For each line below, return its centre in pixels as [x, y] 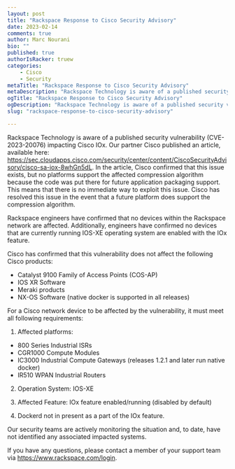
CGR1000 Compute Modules [58, 352]
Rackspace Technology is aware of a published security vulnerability [106, 137]
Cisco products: [30, 261]
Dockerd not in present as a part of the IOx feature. [91, 415]
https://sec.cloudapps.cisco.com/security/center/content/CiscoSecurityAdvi [117, 160]
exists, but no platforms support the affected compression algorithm [106, 174]
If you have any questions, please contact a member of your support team [114, 450]
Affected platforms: [45, 331]
